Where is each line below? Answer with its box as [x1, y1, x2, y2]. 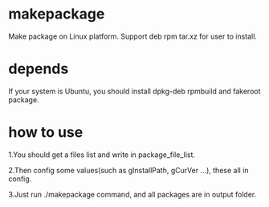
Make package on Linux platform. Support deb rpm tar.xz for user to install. [8, 31, 257, 41]
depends [8, 60, 69, 78]
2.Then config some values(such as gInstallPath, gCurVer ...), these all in [8, 165, 249, 175]
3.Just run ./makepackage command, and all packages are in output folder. [8, 189, 257, 199]
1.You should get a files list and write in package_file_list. [8, 150, 195, 159]
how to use [8, 123, 84, 142]
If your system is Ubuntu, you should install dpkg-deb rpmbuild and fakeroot [8, 86, 261, 96]
